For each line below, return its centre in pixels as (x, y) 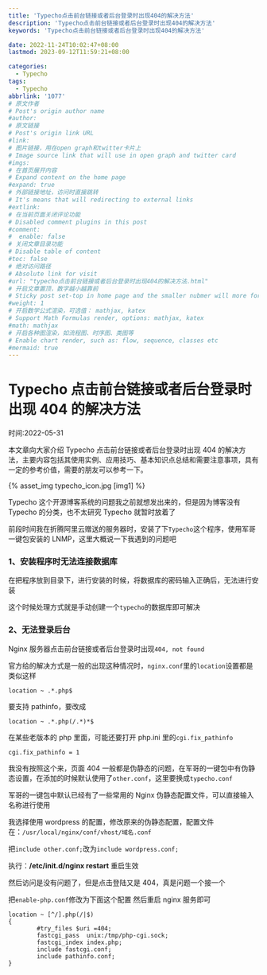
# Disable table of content (55, 252)
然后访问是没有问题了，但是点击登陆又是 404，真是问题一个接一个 (117, 882)
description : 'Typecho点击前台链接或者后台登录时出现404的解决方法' (112, 23)
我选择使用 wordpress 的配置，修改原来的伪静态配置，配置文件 (111, 821)
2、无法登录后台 (39, 630)
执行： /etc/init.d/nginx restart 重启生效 (74, 865)
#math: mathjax (33, 326)
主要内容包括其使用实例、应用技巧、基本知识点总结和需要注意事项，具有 (140, 460)
